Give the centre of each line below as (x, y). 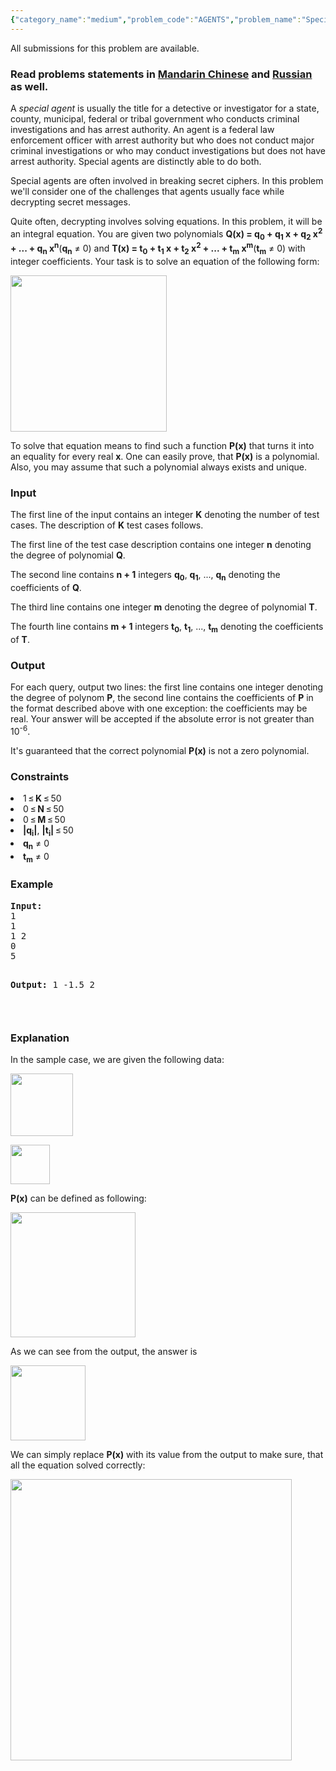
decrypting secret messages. (70, 202)
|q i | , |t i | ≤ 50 (48, 831)
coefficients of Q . (46, 587)
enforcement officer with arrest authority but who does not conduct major (162, 140)
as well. (29, 86)
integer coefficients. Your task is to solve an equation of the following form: (165, 261)
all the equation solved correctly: (78, 1465)
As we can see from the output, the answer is (104, 1351)
